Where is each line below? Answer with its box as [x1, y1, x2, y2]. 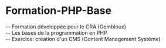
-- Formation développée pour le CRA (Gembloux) [5, 23, 127, 30]
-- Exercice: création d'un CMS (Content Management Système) [5, 35, 161, 42]
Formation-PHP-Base [5, 4, 112, 17]
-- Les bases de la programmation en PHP [5, 29, 107, 36]
